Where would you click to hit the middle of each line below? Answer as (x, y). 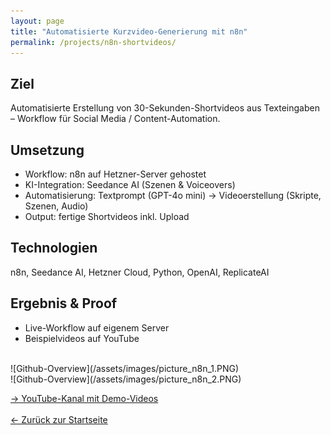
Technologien (54, 248)
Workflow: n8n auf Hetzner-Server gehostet (115, 174)
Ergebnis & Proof (64, 303)
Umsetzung (47, 150)
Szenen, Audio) (56, 206)
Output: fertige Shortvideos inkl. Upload (107, 216)
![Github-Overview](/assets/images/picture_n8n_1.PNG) (125, 368)
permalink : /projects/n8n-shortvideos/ (93, 42)
